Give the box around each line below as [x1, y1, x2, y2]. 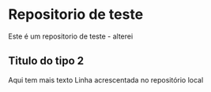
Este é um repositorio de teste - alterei [8, 31, 134, 41]
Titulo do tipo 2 [8, 54, 85, 68]
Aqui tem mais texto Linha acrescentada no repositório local [8, 75, 204, 84]
